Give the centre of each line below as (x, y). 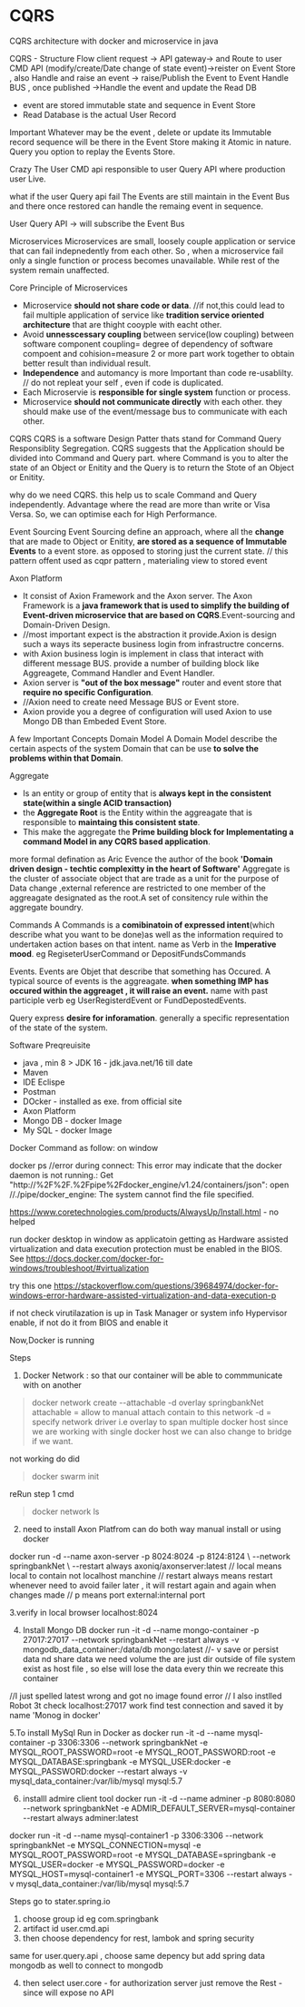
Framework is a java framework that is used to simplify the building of (156, 605)
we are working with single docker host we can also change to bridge (162, 1431)
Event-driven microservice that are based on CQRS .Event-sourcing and (159, 615)
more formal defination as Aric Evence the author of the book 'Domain (141, 859)
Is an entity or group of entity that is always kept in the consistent (147, 793)
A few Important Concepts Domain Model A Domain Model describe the (143, 738)
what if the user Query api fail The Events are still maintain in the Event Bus (150, 196)
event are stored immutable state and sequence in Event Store (139, 104)
